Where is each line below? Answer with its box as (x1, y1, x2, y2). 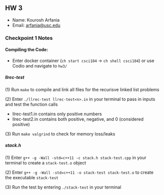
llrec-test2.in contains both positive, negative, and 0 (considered (12, 116, 144, 122)
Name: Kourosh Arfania (12, 17, 60, 23)
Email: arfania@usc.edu (12, 22, 61, 28)
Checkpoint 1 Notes (5, 34, 53, 41)
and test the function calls (5, 101, 58, 107)
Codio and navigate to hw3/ (12, 63, 67, 68)
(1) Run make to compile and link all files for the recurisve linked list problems (5, 86, 160, 93)
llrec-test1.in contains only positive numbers (12, 111, 102, 117)
